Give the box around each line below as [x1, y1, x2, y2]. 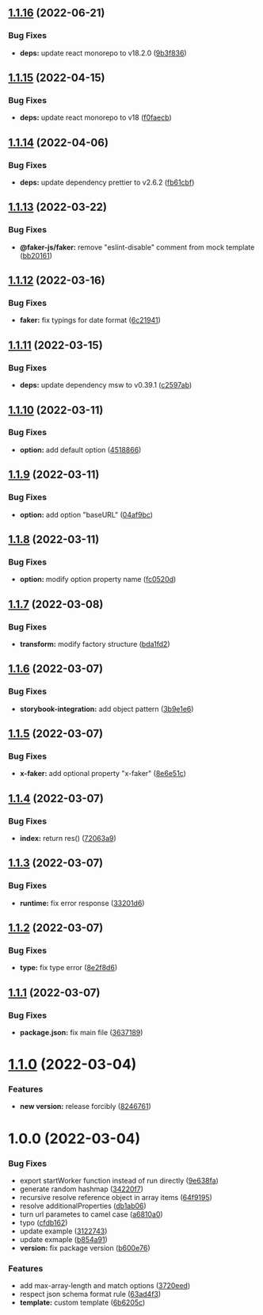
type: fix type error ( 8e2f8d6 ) [19, 963, 117, 973]
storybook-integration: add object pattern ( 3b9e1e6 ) [19, 704, 194, 713]
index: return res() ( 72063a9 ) [19, 833, 116, 843]
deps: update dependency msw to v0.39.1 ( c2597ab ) [19, 380, 192, 390]
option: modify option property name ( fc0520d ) [19, 575, 177, 584]
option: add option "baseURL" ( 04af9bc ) [19, 510, 153, 519]
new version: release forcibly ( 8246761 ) [19, 1102, 152, 1111]
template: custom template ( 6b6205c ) [19, 1298, 146, 1307]
